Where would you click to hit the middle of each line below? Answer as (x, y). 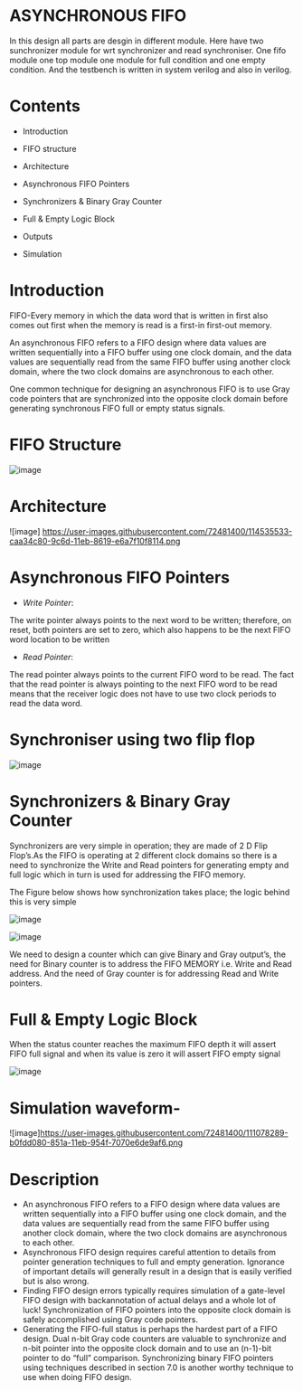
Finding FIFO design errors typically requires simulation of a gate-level (154, 1291)
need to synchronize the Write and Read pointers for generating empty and (149, 865)
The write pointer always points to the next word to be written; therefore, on (151, 620)
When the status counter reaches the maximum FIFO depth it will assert (143, 1045)
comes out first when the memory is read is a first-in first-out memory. (141, 325)
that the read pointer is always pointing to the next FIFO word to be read (143, 684)
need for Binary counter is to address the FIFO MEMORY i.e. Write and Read (151, 963)
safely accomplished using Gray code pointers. (110, 1320)
